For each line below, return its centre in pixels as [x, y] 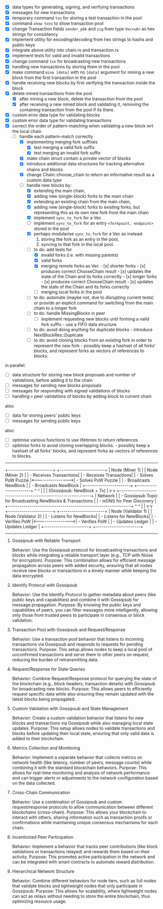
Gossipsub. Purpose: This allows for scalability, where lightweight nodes [84, 891]
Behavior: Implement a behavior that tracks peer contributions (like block [85, 846]
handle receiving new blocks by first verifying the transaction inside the [83, 82]
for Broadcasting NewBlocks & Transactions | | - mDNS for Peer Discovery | [81, 501]
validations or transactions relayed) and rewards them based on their [81, 852]
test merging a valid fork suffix [64, 147]
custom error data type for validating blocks [56, 115]
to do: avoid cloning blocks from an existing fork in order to [93, 340]
